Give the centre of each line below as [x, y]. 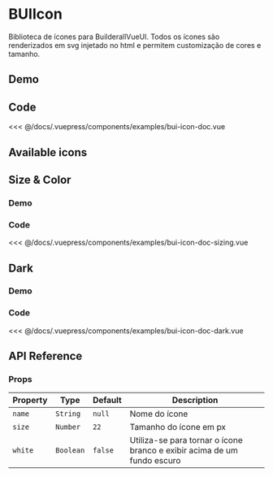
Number [68, 427]
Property [30, 401]
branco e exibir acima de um [184, 450]
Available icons [48, 152]
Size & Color [40, 180]
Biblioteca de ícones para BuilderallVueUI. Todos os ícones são [114, 37]
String [68, 414]
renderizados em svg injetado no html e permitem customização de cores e [135, 45]
